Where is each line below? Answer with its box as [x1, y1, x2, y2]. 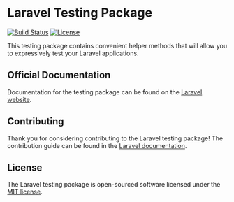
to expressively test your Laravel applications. [7, 49, 139, 57]
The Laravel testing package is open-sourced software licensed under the [7, 180, 221, 189]
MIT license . [7, 187, 43, 196]
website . [7, 95, 32, 103]
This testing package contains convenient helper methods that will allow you [7, 41, 228, 50]
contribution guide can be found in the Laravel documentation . [7, 141, 187, 150]
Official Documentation [7, 69, 111, 81]
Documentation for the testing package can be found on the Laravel [7, 87, 203, 96]
